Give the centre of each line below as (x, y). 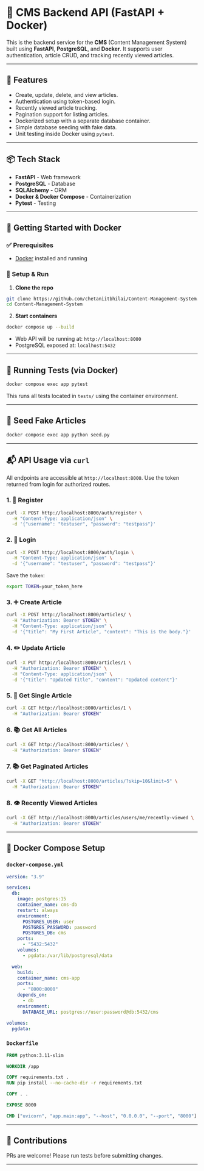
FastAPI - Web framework (48, 177)
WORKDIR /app (23, 1066)
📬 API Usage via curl (48, 460)
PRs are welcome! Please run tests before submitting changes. (85, 1155)
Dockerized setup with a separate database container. (83, 121)
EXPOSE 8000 (21, 1105)
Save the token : (26, 575)
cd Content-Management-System (45, 304)
